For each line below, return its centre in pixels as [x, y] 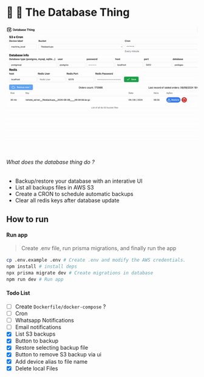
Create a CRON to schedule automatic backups [74, 194]
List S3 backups [35, 334]
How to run [28, 219]
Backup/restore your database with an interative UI [79, 181]
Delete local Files [36, 368]
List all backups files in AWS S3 [54, 187]
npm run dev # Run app [35, 279]
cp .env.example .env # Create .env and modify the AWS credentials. [96, 260]
